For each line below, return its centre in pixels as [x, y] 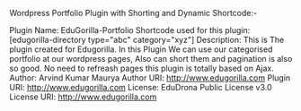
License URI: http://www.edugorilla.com [83, 97]
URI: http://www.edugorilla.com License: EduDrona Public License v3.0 [141, 87]
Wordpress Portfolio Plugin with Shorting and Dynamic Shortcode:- [133, 13]
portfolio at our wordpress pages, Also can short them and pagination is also [151, 59]
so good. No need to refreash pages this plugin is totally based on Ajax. [142, 68]
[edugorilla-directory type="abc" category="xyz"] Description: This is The [147, 40]
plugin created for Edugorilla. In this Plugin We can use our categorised [141, 49]
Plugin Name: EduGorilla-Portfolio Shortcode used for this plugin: [130, 30]
